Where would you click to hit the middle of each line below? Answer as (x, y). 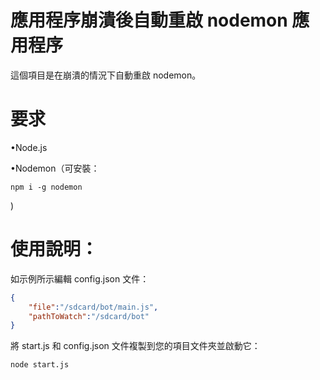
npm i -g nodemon (46, 187)
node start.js (40, 365)
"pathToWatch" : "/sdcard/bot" (89, 316)
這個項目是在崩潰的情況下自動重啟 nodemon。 (106, 75)
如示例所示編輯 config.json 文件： (80, 278)
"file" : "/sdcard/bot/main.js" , (93, 307)
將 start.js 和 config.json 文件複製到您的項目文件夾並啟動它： (135, 346)
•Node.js (29, 147)
